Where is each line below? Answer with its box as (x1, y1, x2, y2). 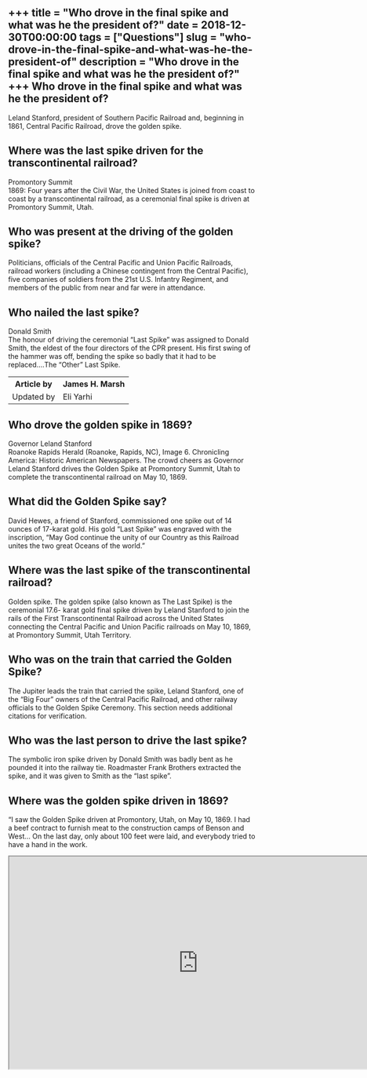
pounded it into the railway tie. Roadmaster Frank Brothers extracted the (8, 763, 242, 773)
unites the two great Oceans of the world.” (8, 541, 145, 550)
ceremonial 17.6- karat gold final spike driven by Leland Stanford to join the (8, 605, 249, 615)
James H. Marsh (62, 378, 125, 389)
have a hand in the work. (8, 840, 88, 850)
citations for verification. (8, 711, 88, 721)
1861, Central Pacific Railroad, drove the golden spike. (8, 121, 182, 130)
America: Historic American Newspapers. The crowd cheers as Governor (8, 455, 245, 466)
